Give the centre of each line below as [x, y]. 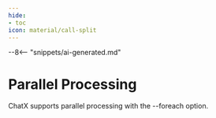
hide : [17, 15]
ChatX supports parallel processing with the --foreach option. [108, 106]
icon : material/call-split [52, 30]
